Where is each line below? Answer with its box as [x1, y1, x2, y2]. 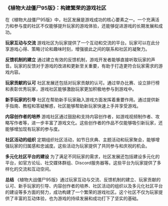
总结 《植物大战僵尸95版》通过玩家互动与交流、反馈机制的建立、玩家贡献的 [5, 176, 161, 183]
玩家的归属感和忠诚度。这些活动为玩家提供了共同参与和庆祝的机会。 [9, 143, 150, 149]
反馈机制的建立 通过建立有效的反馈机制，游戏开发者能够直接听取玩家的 [5, 56, 151, 63]
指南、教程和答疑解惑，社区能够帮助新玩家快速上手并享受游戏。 [9, 103, 141, 109]
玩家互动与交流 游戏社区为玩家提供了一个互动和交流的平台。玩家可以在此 [5, 40, 155, 46]
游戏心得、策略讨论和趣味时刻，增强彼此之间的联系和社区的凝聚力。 [9, 46, 150, 52]
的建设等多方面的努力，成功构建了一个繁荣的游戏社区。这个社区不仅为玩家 [5, 189, 158, 195]
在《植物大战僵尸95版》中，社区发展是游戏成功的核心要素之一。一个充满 [5, 16, 155, 23]
